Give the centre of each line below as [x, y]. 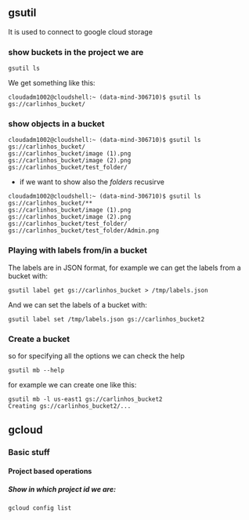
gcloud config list [40, 508]
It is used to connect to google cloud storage [80, 31]
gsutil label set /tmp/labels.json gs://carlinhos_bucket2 [106, 319]
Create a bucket [39, 339]
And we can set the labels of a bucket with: [78, 304]
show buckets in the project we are [76, 52]
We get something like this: [52, 83]
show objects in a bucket [56, 124]
